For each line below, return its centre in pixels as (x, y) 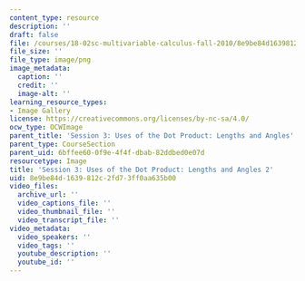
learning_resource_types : (58, 102)
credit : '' (38, 85)
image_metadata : (40, 69)
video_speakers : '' (54, 237)
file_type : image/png (50, 60)
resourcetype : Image (49, 161)
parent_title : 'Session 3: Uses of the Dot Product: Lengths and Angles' (152, 136)
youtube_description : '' (64, 254)
